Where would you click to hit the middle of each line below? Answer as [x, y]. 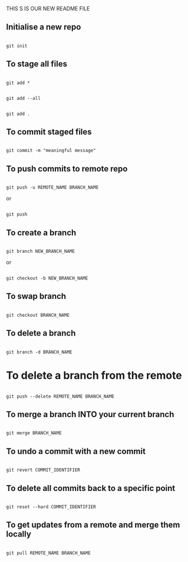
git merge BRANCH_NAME [34, 433]
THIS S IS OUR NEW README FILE [48, 9]
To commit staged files [49, 132]
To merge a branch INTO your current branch [90, 415]
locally [19, 534]
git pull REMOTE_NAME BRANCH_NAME [49, 553]
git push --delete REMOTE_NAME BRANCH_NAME [60, 396]
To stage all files [37, 64]
